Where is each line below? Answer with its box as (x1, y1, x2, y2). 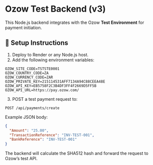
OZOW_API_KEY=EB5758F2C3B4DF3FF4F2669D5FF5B (5, 83, 97, 88)
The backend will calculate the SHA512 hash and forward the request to (5, 150, 149, 156)
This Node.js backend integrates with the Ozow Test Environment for (5, 19, 144, 25)
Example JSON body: (5, 114, 48, 120)
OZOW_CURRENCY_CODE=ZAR (5, 74, 53, 80)
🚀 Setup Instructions (5, 39, 68, 47)
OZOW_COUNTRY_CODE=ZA (5, 71, 49, 75)
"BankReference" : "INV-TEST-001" (9, 137, 77, 142)
